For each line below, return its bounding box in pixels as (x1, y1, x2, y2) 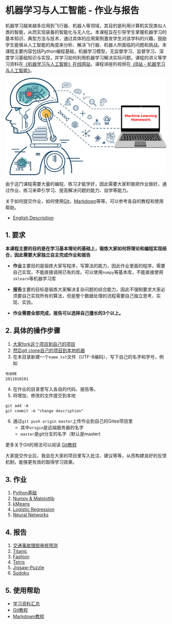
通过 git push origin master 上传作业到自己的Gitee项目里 (12, 418, 133, 424)
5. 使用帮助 (5, 586, 40, 595)
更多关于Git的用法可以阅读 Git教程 (5, 441, 77, 448)
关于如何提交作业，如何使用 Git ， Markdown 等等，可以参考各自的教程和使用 (5, 198, 164, 205)
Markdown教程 (12, 613, 45, 619)
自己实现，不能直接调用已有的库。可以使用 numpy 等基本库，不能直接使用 (12, 269, 164, 275)
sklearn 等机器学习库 (12, 275, 56, 281)
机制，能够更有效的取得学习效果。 (5, 459, 77, 465)
